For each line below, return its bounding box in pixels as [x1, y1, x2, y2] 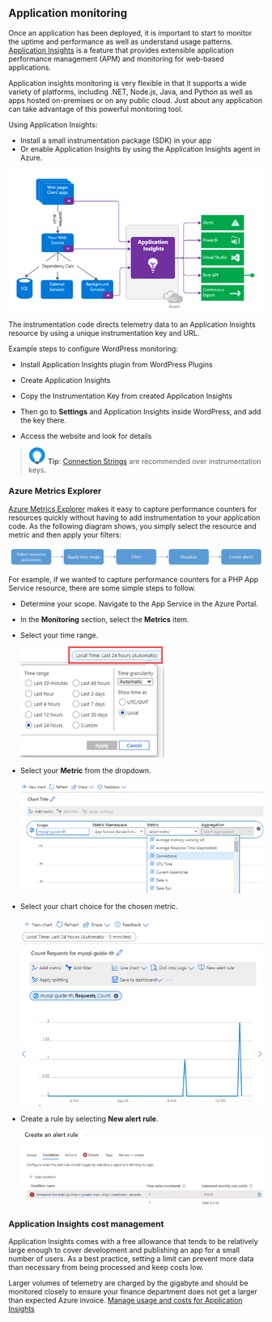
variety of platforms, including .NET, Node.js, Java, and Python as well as [8, 87, 253, 97]
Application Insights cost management [8, 1218, 164, 1230]
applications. [8, 62, 51, 72]
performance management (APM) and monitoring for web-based [8, 54, 224, 63]
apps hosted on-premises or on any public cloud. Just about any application [8, 95, 263, 105]
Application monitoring [8, 6, 128, 20]
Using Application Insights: [8, 119, 98, 129]
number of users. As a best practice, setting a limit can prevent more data [8, 1254, 254, 1264]
